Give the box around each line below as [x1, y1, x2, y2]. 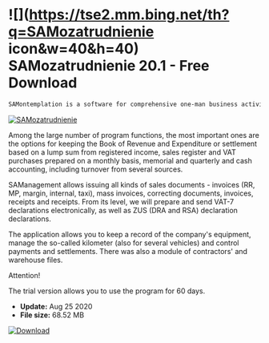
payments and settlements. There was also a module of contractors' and [8, 246, 248, 256]
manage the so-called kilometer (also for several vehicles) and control [8, 238, 239, 248]
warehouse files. [8, 255, 63, 264]
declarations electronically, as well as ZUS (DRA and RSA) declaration [8, 205, 239, 215]
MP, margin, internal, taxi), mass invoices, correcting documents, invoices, [8, 188, 254, 198]
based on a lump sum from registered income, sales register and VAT [8, 147, 236, 157]
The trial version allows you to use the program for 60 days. [8, 286, 206, 296]
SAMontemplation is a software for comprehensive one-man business [8, 100, 239, 108]
